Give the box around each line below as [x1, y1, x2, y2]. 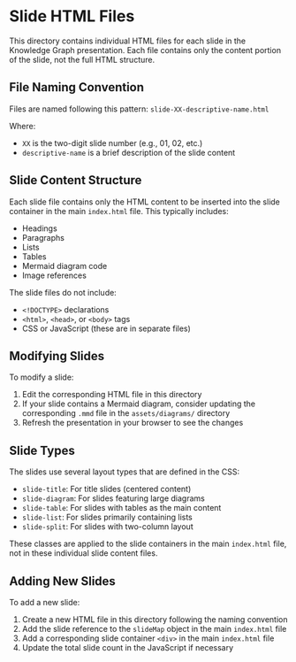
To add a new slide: [9, 597, 80, 607]
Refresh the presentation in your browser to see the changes [21, 418, 244, 428]
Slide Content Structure [9, 173, 142, 188]
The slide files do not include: [9, 287, 117, 297]
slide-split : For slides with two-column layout [21, 521, 194, 532]
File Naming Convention [9, 80, 144, 95]
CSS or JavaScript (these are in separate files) [21, 323, 192, 334]
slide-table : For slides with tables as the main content [21, 503, 222, 513]
